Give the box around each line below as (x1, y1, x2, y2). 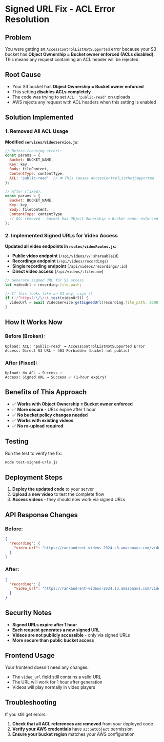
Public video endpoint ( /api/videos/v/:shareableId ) (12, 253, 119, 259)
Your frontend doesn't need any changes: (5, 664, 89, 670)
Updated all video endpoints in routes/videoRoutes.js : (5, 243, 117, 249)
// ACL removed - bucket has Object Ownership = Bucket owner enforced (9, 216, 159, 221)
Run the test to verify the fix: (5, 450, 62, 456)
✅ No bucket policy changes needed (12, 412, 88, 418)
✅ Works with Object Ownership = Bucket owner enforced (12, 401, 133, 407)
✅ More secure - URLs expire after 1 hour (12, 406, 96, 412)
